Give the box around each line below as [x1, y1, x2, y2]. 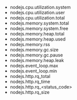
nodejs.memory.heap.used [10, 36, 66, 42]
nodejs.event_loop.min [10, 68, 57, 74]
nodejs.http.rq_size [10, 89, 50, 95]
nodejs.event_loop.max [10, 62, 58, 68]
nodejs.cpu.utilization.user [10, 9, 65, 15]
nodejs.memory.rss [10, 41, 50, 47]
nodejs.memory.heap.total [10, 31, 64, 36]
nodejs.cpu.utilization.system [10, 4, 71, 10]
